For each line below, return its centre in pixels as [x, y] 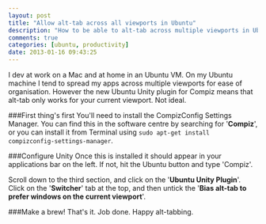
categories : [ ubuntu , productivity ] [68, 45]
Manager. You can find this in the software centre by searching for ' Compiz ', [133, 124]
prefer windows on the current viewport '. [77, 196]
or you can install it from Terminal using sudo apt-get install [109, 132]
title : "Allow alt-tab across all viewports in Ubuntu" [102, 23]
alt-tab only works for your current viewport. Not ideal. [97, 100]
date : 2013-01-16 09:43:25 [53, 52]
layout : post [30, 15]
